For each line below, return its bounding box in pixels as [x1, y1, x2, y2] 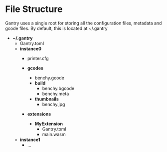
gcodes [27, 65, 44, 71]
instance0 [19, 45, 42, 51]
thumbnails [34, 96, 59, 102]
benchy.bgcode [42, 85, 75, 91]
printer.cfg [27, 55, 49, 61]
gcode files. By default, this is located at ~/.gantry [5, 25, 108, 31]
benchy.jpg [42, 101, 65, 107]
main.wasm [42, 131, 66, 137]
